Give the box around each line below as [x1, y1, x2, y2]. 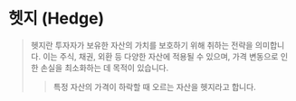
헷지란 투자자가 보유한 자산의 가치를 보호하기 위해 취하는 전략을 [30, 40, 253, 50]
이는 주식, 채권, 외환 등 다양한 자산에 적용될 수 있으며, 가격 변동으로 [43, 50, 279, 61]
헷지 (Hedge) [8, 8, 105, 29]
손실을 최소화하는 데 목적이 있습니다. [40, 62, 169, 73]
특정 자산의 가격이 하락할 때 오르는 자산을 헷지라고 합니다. [53, 81, 257, 92]
